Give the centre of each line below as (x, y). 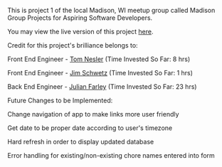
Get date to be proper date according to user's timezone (90, 128)
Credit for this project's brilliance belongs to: (73, 45)
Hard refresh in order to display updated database (81, 142)
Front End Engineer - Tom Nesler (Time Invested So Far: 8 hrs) (99, 59)
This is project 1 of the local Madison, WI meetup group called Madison (111, 10)
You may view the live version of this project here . (81, 32)
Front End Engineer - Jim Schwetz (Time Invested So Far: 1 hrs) (100, 73)
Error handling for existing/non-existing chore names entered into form (111, 155)
